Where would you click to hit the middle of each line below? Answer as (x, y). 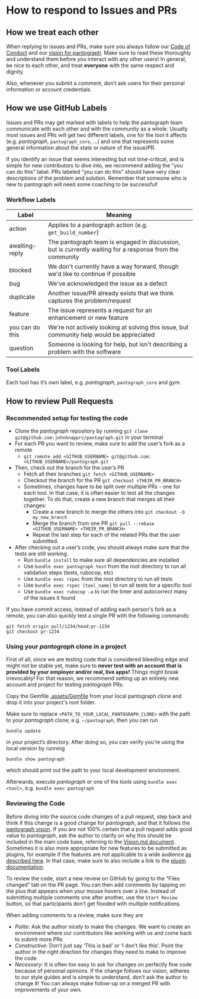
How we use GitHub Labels (57, 108)
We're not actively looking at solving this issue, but (118, 327)
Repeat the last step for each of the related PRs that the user (106, 535)
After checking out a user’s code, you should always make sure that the (102, 548)
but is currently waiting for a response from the (113, 250)
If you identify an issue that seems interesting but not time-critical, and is (95, 159)
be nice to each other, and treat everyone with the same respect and (90, 65)
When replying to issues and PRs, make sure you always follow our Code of (98, 46)
